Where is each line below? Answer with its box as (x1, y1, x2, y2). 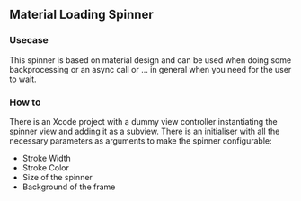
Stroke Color (22, 162, 69, 173)
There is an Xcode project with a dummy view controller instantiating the (9, 116, 278, 127)
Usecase (9, 34, 49, 47)
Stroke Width (22, 153, 72, 163)
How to (9, 96, 41, 109)
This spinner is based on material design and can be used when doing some (9, 54, 292, 66)
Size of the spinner (22, 171, 93, 182)
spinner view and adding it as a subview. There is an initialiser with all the (9, 126, 280, 136)
